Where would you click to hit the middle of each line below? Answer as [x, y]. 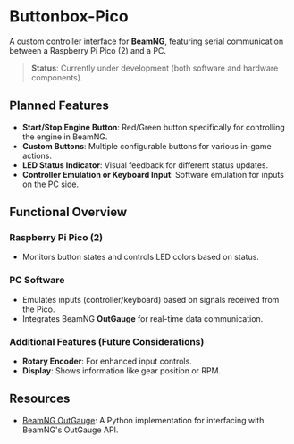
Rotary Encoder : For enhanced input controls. [107, 361]
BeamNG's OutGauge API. [70, 430]
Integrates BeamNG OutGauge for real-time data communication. [143, 318]
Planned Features [59, 106]
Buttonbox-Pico [69, 17]
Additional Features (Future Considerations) [107, 341]
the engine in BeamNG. [65, 137]
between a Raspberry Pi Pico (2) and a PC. [88, 50]
